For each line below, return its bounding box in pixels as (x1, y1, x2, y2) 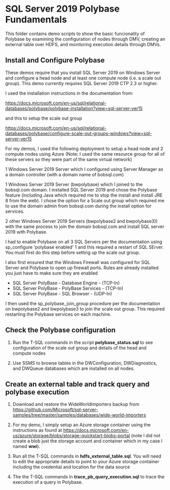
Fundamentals (5, 14, 67, 25)
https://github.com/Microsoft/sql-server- (12, 406, 98, 413)
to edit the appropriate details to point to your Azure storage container (12, 459, 160, 465)
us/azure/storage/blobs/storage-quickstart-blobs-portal (12, 433, 130, 439)
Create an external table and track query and (5, 380, 150, 388)
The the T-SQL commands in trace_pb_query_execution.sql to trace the (12, 474, 165, 480)
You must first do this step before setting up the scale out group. (5, 249, 141, 255)
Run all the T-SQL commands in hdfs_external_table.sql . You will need (12, 453, 161, 459)
